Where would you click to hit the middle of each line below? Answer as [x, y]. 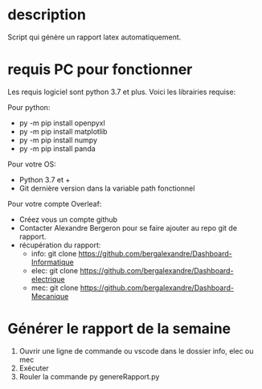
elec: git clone [54, 270]
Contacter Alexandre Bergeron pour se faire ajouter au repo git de [128, 227]
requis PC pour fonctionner [100, 70]
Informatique [52, 262]
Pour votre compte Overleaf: [55, 203]
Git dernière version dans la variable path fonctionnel [107, 188]
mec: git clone [55, 288]
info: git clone [54, 253]
